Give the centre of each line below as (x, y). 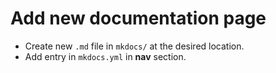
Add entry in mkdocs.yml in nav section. (105, 56)
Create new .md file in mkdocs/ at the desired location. (134, 46)
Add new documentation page (138, 18)
